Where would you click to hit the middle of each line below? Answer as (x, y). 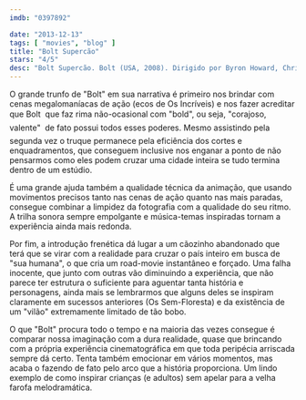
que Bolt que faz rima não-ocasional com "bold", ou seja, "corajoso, (138, 114)
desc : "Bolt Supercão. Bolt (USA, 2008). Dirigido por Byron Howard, (144, 68)
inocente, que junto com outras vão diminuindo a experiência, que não (142, 273)
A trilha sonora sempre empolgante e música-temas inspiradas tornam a (145, 216)
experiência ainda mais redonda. (71, 226)
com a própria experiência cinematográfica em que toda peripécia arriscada (153, 349)
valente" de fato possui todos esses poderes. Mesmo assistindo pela (140, 128)
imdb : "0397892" (40, 18)
